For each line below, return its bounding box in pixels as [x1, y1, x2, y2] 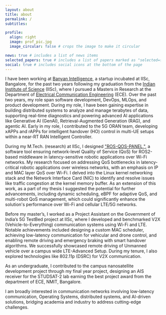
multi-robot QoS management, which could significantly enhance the [5, 196, 146, 202]
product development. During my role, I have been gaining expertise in [5, 102, 149, 108]
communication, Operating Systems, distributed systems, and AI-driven [5, 294, 151, 300]
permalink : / [5, 16, 32, 21]
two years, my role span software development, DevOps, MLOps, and [5, 97, 147, 103]
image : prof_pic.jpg [9, 39, 52, 45]
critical [5, 164, 19, 170]
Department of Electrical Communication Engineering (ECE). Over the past [5, 91, 157, 97]
